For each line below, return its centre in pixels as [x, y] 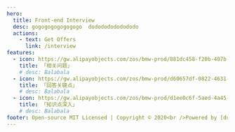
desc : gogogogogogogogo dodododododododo [76, 27]
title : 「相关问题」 [46, 66]
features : [21, 53]
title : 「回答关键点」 [49, 85]
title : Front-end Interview [54, 20]
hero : [14, 14]
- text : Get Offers [48, 40]
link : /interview [51, 46]
